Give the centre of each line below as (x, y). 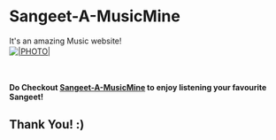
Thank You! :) (47, 124)
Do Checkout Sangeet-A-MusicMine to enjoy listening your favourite (138, 87)
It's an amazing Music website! (65, 41)
